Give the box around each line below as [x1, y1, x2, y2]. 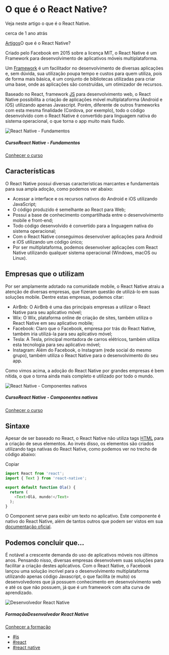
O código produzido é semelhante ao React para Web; [12, 206, 126, 213]
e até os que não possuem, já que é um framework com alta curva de [5, 584, 150, 591]
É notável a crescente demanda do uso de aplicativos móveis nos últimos [5, 552, 158, 558]
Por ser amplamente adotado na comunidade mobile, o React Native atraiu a [5, 283, 164, 289]
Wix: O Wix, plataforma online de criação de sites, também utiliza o [12, 315, 153, 321]
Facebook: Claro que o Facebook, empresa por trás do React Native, [12, 325, 156, 331]
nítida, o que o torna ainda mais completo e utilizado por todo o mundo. [5, 373, 154, 379]
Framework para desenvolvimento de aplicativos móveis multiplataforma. [5, 55, 158, 61]
